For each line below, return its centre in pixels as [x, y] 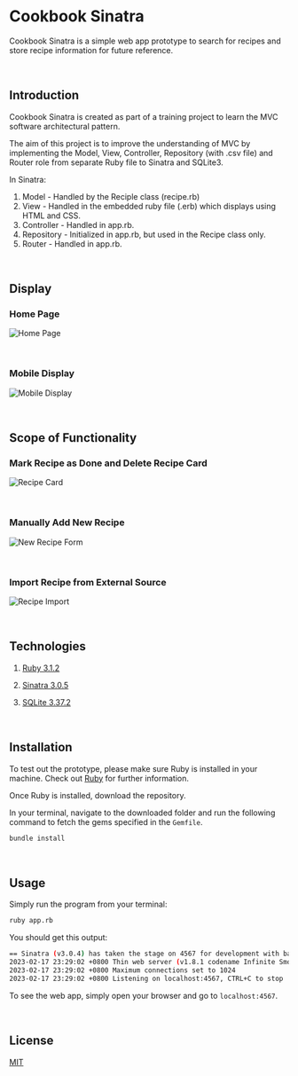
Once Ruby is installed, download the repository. [98, 795]
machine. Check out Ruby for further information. [99, 778]
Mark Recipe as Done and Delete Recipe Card [108, 463]
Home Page [35, 314]
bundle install [37, 838]
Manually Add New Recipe [67, 522]
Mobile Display [42, 373]
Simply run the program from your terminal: [88, 904]
